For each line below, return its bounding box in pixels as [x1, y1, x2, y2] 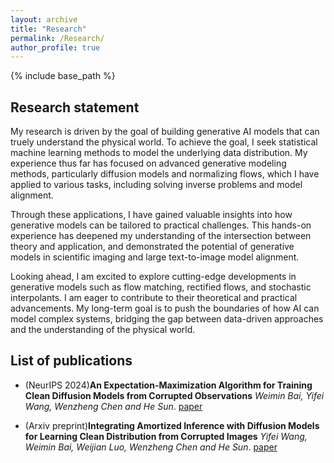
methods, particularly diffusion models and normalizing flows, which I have [10, 168, 320, 180]
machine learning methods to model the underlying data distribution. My [10, 147, 308, 159]
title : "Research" [10, 24, 87, 34]
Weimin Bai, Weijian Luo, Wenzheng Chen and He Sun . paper [24, 441, 278, 453]
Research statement [10, 99, 140, 116]
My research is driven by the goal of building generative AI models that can [10, 126, 320, 138]
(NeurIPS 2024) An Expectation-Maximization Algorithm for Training [24, 379, 313, 391]
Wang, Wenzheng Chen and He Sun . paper [24, 400, 203, 412]
